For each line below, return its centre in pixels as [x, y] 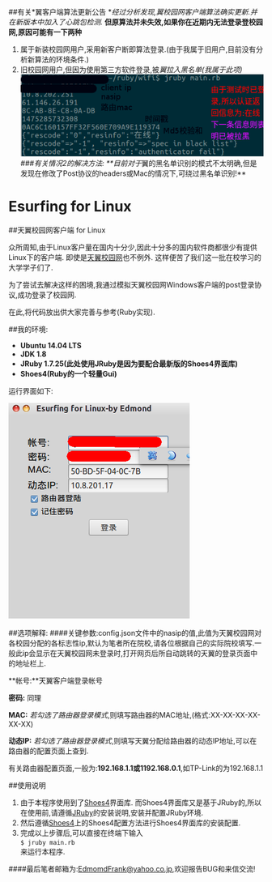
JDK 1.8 [33, 354]
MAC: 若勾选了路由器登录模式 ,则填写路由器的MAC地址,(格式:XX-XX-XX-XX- [134, 714]
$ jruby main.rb [47, 842]
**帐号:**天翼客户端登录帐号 [56, 680]
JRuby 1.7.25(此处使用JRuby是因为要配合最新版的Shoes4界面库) [129, 364]
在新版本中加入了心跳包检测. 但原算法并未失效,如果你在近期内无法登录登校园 [136, 22]
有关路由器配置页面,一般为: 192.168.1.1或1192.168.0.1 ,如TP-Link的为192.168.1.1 [136, 768]
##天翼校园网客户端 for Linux [57, 230]
